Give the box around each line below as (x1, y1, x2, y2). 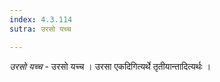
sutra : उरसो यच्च (9, 24, 72, 34)
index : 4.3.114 (9, 14, 73, 25)
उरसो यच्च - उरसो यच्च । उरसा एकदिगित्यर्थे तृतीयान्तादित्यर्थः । (9, 60, 212, 72)
